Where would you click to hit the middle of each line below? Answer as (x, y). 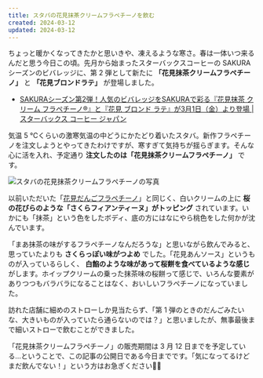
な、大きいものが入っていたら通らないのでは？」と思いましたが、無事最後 (128, 320)
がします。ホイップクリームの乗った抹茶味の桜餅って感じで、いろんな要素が (131, 274)
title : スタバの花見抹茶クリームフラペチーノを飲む (82, 15)
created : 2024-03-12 (42, 23)
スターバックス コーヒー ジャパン (73, 119)
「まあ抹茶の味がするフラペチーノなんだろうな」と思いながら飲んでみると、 (131, 245)
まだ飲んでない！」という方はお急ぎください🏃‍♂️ (85, 366)
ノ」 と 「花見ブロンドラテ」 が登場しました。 (83, 82)
